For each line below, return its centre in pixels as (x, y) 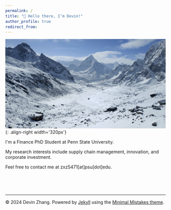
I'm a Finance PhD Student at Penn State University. (60, 142)
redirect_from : (21, 27)
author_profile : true (28, 21)
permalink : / (19, 11)
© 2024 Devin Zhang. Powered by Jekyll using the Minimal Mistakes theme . (85, 202)
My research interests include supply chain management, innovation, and (82, 152)
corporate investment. (28, 157)
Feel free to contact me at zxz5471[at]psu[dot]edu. (59, 167)
